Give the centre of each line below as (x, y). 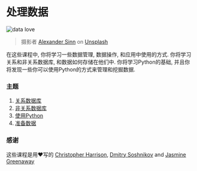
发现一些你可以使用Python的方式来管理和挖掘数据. (73, 69)
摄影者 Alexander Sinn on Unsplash (64, 41)
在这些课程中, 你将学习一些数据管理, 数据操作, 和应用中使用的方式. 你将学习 (99, 54)
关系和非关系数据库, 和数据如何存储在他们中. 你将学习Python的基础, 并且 (96, 62)
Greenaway (20, 161)
